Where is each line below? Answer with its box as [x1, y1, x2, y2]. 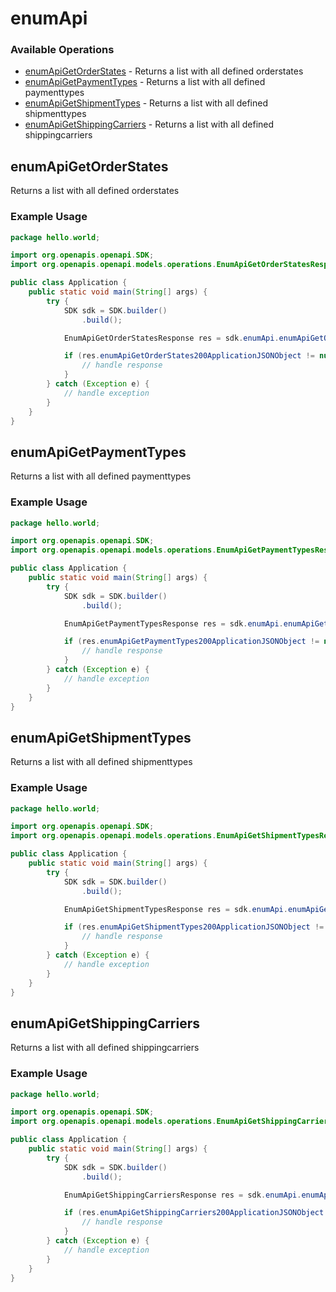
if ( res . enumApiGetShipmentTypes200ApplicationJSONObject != [63, 922, 325, 932]
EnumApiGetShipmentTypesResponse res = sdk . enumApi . [63, 904, 288, 914]
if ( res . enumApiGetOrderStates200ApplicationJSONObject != [63, 351, 315, 361]
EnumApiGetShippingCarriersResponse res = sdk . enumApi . [63, 1190, 302, 1200]
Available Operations [10, 43, 115, 57]
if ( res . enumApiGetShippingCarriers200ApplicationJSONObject [63, 1208, 325, 1218]
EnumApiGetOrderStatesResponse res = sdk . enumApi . [63, 333, 280, 343]
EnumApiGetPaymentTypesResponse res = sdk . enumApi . [63, 618, 284, 629]
